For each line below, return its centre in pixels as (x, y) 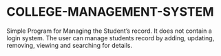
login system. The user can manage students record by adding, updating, (110, 38)
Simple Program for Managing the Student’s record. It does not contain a (109, 31)
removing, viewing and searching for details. (69, 45)
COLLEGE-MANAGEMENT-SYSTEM (110, 12)
